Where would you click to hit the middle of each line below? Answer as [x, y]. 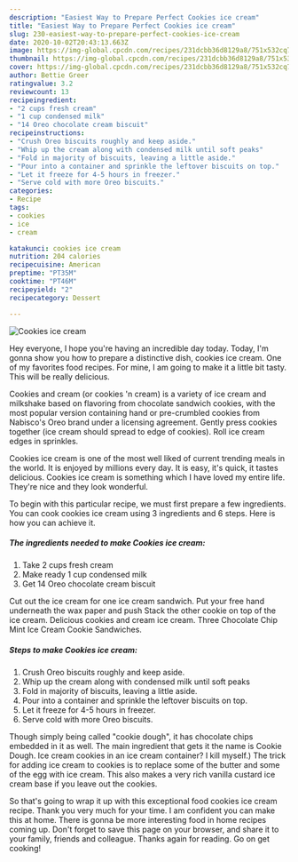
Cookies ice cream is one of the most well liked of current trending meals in [147, 458]
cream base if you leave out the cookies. [83, 784]
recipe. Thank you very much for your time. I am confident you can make [142, 810]
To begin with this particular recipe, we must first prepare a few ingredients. [148, 504]
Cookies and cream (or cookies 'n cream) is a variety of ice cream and [138, 394]
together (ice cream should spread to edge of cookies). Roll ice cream [137, 431]
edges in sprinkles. [44, 441]
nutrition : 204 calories [55, 257]
